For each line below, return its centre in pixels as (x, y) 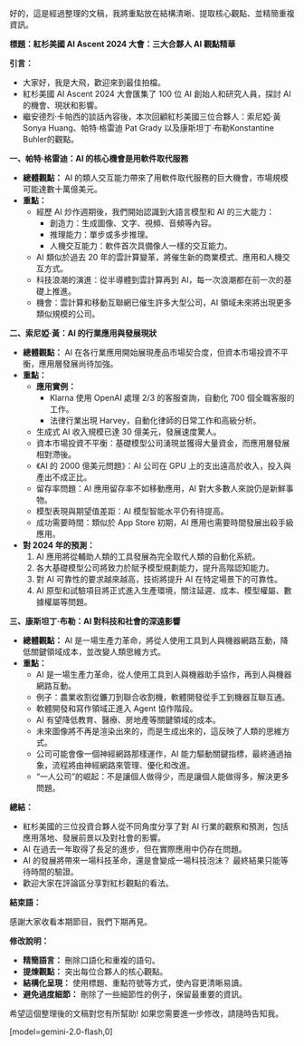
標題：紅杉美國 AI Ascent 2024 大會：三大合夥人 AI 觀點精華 (123, 44)
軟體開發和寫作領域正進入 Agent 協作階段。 (117, 709)
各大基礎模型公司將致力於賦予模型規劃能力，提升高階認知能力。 (155, 568)
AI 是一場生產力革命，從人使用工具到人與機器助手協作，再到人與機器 (164, 675)
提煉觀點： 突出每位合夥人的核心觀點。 (95, 972)
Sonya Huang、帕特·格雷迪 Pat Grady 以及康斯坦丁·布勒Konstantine (148, 128)
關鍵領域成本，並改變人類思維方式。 (98, 652)
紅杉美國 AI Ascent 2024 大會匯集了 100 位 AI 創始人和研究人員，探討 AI (157, 94)
